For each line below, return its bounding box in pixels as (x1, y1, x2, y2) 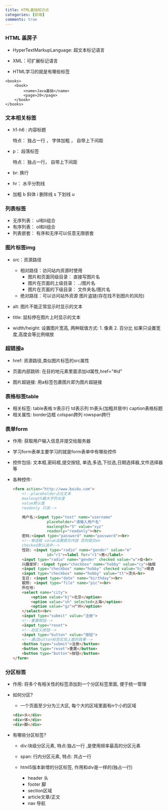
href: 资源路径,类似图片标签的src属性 (12, 357, 90, 363)
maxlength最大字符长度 (22, 496, 65, 501)
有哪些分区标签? (12, 732, 47, 738)
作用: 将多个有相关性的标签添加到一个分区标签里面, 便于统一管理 (12, 681, 147, 687)
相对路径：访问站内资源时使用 (20, 267, 82, 273)
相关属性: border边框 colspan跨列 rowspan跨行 (12, 412, 111, 418)
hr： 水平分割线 (12, 180, 46, 186)
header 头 (27, 775, 49, 781)
